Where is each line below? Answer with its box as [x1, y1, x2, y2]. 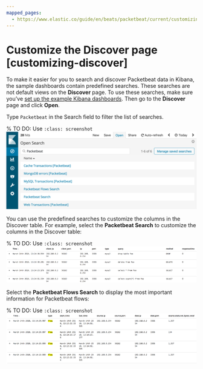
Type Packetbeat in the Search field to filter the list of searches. [6, 113, 164, 121]
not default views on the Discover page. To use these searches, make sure [6, 88, 193, 96]
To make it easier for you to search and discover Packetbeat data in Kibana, [6, 76, 195, 83]
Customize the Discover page [6, 43, 158, 57]
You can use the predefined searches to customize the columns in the [6, 215, 181, 222]
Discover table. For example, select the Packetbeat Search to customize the [6, 222, 196, 229]
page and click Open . [6, 102, 60, 109]
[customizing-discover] [6, 56, 128, 70]
